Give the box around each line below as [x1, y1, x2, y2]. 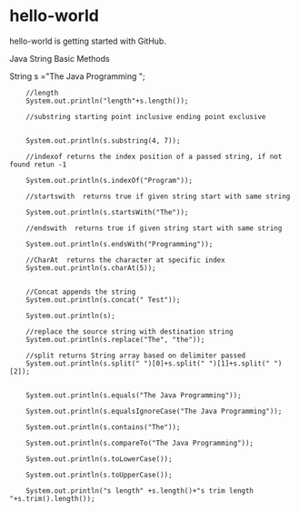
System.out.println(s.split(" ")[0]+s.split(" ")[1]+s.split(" [25, 358, 271, 368]
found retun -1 [9, 160, 67, 169]
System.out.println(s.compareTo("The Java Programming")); [25, 438, 254, 447]
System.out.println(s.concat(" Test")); [25, 295, 181, 305]
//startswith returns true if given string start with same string [25, 192, 291, 201]
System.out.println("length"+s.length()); [25, 96, 189, 105]
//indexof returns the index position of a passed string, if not [25, 152, 283, 161]
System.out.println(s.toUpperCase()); [25, 470, 173, 479]
